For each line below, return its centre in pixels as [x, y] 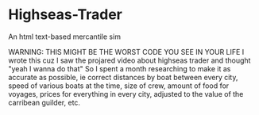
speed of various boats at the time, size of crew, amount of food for [119, 86]
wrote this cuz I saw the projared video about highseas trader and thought [129, 60]
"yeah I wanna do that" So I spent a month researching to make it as [120, 68]
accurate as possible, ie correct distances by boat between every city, [123, 77]
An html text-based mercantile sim [65, 36]
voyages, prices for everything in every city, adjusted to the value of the [126, 94]
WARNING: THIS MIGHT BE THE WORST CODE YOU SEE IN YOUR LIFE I [126, 52]
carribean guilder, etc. [44, 102]
